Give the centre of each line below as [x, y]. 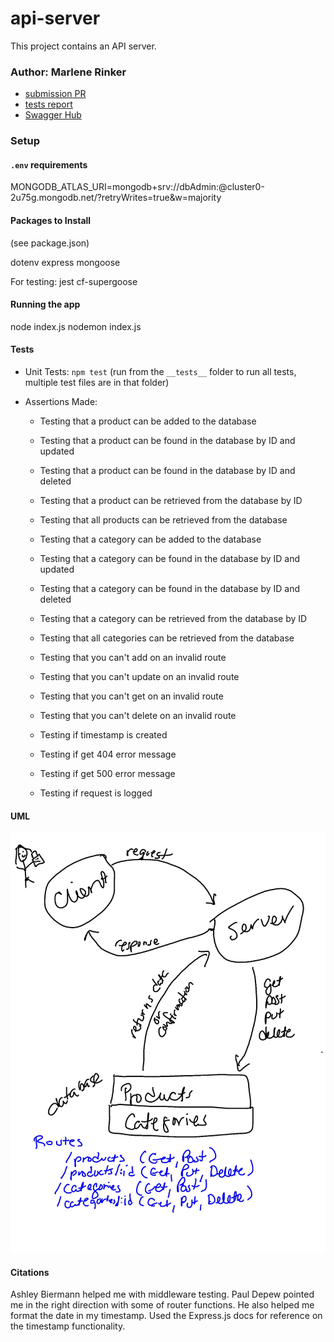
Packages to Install [51, 220]
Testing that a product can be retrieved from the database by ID [171, 500]
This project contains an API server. [83, 46]
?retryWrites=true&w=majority [159, 198]
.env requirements [49, 164]
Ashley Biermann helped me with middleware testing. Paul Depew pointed [162, 1294]
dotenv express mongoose [65, 262]
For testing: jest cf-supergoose [74, 281]
